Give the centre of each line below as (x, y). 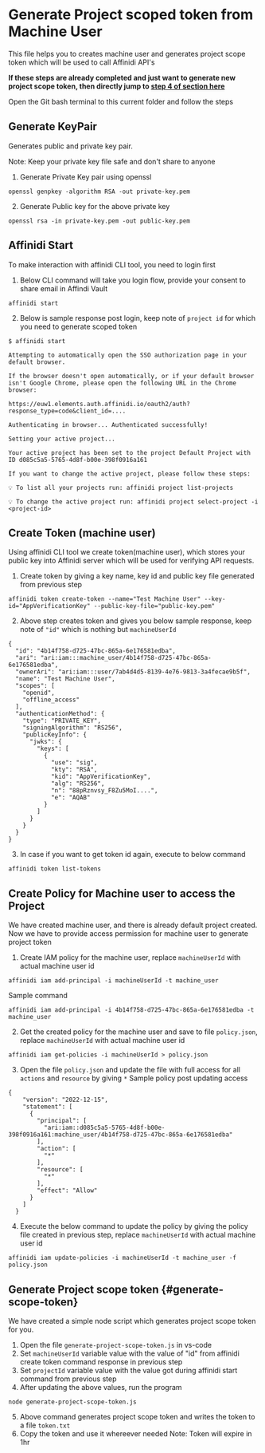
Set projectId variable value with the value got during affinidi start (129, 1370)
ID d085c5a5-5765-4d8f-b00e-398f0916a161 (78, 460)
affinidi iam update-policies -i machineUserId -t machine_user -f (123, 1258)
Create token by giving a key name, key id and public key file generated (137, 576)
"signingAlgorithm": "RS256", (73, 728)
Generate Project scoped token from (131, 15)
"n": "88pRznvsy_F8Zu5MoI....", (104, 791)
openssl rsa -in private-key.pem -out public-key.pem (99, 221)
